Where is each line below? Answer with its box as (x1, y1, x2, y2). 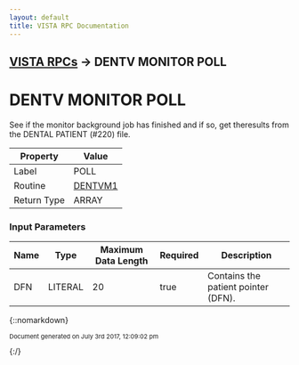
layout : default (9, 12, 69, 22)
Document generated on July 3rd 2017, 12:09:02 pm (9, 332, 158, 341)
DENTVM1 (73, 179, 118, 191)
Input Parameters (9, 220, 86, 232)
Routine (13, 179, 46, 191)
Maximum (100, 244, 144, 256)
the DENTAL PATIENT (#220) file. (9, 128, 131, 139)
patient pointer (207, 281, 269, 294)
